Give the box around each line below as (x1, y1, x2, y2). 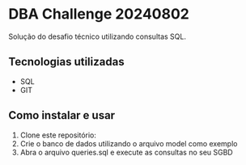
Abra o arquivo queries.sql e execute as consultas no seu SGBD (19, 147, 233, 157)
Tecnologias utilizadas (8, 55, 125, 69)
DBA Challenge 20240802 (8, 5, 190, 23)
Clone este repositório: (19, 130, 97, 140)
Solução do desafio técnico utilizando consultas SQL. (8, 32, 186, 41)
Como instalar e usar (8, 108, 116, 122)
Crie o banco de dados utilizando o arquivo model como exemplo (19, 138, 238, 148)
